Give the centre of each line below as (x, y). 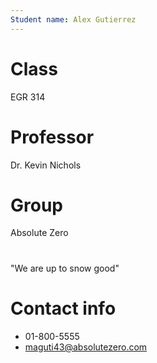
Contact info (63, 308)
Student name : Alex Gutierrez (73, 19)
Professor (52, 137)
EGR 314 (28, 97)
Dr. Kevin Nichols (46, 165)
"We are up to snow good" (65, 268)
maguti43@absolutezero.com (86, 347)
